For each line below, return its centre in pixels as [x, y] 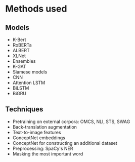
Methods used [36, 9]
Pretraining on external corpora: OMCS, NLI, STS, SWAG [71, 121]
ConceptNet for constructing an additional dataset [65, 143]
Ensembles [24, 61]
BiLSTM [21, 88]
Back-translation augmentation [45, 127]
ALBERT [21, 50]
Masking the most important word [48, 154]
